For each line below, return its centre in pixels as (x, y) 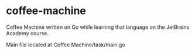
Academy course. (27, 33)
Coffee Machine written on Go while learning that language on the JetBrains (97, 27)
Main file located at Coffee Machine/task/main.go (66, 45)
